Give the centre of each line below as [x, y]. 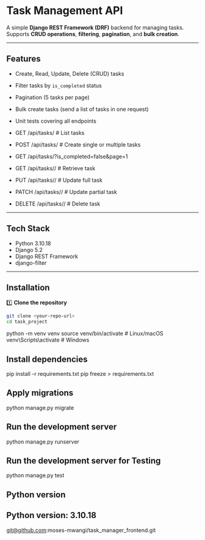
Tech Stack [28, 229]
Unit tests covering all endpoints [56, 121]
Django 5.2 [29, 250]
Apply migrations [40, 393]
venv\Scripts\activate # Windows [48, 340]
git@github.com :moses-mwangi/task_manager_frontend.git [81, 530]
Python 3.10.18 [33, 243]
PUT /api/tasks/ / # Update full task [59, 180]
